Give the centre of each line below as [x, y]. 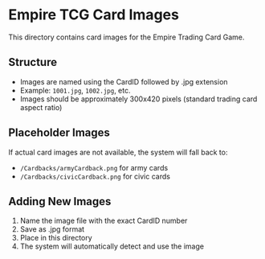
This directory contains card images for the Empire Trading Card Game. [126, 37]
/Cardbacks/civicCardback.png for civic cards [95, 176]
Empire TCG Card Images [94, 15]
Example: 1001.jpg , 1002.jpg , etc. [75, 90]
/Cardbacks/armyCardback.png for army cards [94, 167]
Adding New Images [60, 201]
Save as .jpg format [52, 229]
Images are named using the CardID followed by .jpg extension [124, 81]
